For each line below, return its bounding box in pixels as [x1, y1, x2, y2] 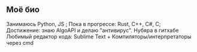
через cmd [6, 39, 34, 46]
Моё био [6, 5, 40, 15]
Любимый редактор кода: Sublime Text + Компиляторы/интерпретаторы [6, 32, 192, 40]
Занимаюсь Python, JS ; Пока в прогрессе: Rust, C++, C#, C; [6, 20, 161, 27]
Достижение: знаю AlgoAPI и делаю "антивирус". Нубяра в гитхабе [6, 27, 179, 34]
